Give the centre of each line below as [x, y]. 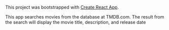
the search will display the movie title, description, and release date [76, 22]
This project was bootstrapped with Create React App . [62, 7]
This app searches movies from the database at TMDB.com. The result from [85, 17]
